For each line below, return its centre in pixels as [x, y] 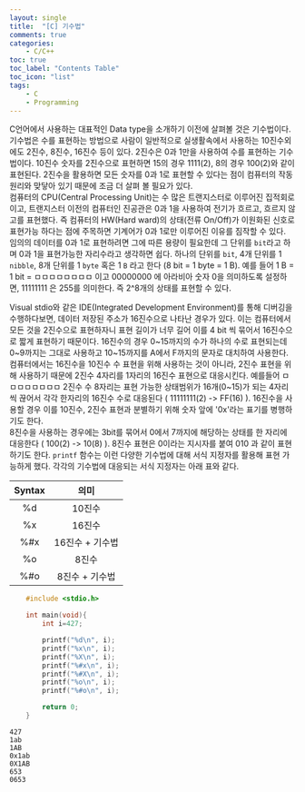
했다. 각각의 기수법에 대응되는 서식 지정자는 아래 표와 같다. [136, 466]
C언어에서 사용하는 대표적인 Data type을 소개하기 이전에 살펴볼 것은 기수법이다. [151, 129]
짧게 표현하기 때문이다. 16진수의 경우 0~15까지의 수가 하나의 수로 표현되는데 [153, 342]
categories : [32, 43]
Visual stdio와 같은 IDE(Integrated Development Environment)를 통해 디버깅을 [151, 307]
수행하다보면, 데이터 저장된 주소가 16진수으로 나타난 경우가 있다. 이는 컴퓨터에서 [150, 319]
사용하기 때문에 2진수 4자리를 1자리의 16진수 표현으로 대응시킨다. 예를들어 [149, 376]
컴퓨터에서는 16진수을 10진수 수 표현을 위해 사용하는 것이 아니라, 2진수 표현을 [146, 364]
